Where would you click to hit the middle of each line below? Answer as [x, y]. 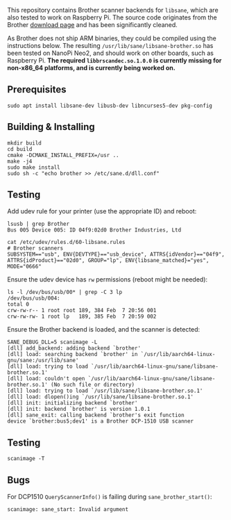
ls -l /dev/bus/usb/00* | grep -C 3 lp [65, 292]
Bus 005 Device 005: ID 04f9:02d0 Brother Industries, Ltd [94, 230]
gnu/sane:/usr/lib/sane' [43, 361]
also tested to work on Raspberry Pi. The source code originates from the [112, 17]
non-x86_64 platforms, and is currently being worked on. [91, 68]
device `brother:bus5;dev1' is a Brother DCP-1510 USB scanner [101, 421]
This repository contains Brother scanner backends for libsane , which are [113, 10]
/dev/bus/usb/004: [34, 298]
